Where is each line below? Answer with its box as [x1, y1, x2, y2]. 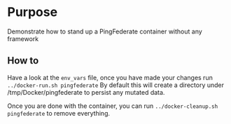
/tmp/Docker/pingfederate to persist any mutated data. [7, 88, 165, 96]
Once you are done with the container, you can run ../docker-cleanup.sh [7, 102, 218, 110]
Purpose [7, 4, 58, 20]
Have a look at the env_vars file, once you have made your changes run [7, 73, 213, 82]
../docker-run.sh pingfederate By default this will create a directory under [7, 81, 224, 89]
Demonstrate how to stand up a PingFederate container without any [7, 27, 203, 36]
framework [7, 34, 39, 42]
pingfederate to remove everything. [7, 109, 111, 117]
